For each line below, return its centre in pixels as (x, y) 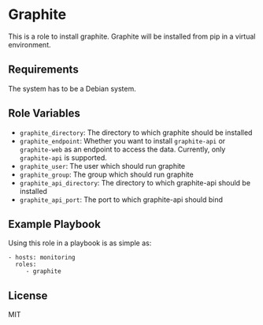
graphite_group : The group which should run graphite (107, 174)
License (28, 295)
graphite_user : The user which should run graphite (102, 166)
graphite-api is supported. (63, 157)
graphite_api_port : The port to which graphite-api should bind (121, 200)
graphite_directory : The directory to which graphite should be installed (136, 133)
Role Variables (44, 113)
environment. (30, 44)
